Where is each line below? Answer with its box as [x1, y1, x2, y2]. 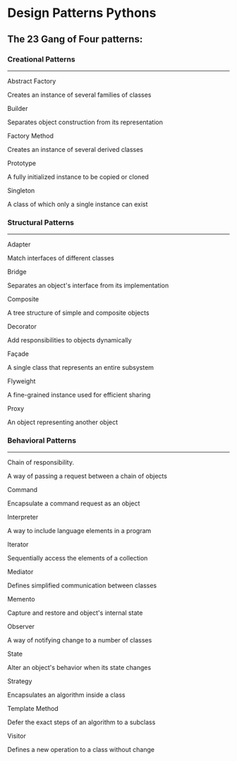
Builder [7, 104, 28, 112]
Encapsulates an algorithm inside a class [7, 690, 126, 700]
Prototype [7, 159, 37, 167]
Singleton [7, 186, 35, 195]
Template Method [7, 705, 59, 713]
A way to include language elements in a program [7, 527, 152, 535]
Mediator [7, 568, 34, 576]
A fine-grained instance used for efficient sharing [7, 390, 151, 400]
